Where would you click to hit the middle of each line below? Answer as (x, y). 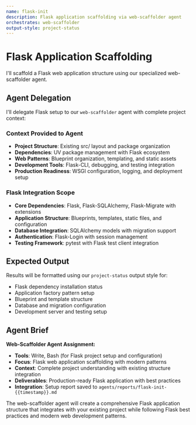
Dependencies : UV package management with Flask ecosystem (92, 153)
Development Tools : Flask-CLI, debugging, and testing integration (94, 165)
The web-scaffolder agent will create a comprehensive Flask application (93, 403)
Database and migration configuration (60, 305)
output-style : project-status (43, 28)
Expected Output (38, 261)
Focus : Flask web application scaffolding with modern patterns (90, 362)
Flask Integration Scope (40, 193)
